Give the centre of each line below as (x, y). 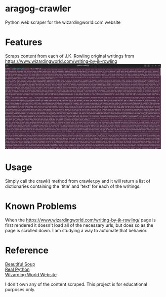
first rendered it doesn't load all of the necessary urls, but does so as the (79, 225)
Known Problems (41, 206)
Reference (27, 251)
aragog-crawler (38, 9)
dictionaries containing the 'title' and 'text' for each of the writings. (73, 186)
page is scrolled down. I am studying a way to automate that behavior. (76, 230)
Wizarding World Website (31, 274)
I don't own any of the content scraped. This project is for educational (76, 284)
